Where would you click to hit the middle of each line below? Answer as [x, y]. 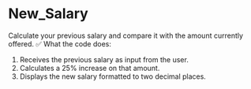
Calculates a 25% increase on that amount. [90, 68]
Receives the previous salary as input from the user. [104, 59]
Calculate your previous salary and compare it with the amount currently [126, 35]
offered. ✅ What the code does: [60, 43]
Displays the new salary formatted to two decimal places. [113, 76]
